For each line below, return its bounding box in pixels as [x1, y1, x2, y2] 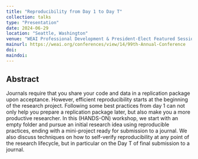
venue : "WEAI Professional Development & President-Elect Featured [6, 36, 176, 42]
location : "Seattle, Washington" [6, 31, 88, 37]
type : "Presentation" [6, 19, 60, 25]
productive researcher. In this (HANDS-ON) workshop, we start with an [6, 115, 179, 122]
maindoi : [6, 52, 28, 58]
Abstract [6, 74, 39, 84]
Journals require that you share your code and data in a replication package [6, 90, 190, 97]
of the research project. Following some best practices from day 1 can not [6, 102, 186, 110]
